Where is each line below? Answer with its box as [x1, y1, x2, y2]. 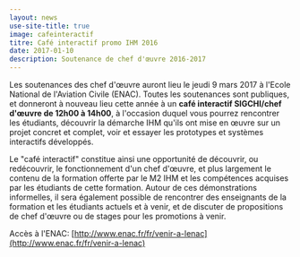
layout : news [9, 13, 58, 22]
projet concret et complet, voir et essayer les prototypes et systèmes [9, 127, 264, 137]
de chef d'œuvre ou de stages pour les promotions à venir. [9, 211, 227, 221]
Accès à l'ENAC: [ [9, 228, 74, 238]
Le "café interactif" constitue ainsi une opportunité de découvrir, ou [9, 154, 259, 164]
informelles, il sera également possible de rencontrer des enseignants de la [9, 192, 287, 202]
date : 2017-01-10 [9, 47, 74, 56]
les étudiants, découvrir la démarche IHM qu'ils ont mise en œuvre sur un [9, 117, 280, 128]
